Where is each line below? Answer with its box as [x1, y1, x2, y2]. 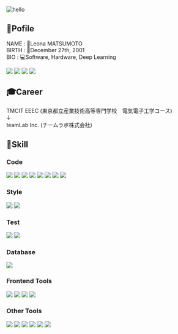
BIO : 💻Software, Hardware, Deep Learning [6, 53, 116, 61]
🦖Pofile [6, 23, 35, 34]
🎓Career [6, 87, 43, 98]
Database [6, 247, 35, 256]
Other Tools [6, 307, 42, 316]
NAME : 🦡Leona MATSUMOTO [6, 40, 83, 47]
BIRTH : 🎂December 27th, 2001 [6, 46, 85, 53]
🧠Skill [6, 139, 29, 150]
